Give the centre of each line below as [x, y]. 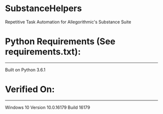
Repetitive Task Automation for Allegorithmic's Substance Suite [68, 22]
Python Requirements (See [60, 41]
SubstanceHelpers [43, 8]
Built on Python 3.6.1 [25, 70]
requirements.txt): [43, 52]
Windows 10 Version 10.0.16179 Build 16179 [48, 107]
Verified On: [30, 90]
